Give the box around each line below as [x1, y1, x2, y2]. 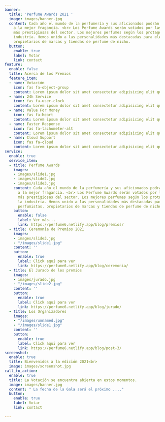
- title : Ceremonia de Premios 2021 [9, 227, 84, 232]
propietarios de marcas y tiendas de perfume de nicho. [13, 39, 131, 44]
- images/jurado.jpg [13, 277, 56, 282]
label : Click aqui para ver [17, 341, 76, 346]
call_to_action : [4, 368, 38, 373]
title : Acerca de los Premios [9, 71, 71, 76]
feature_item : [9, 76, 38, 81]
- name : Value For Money [9, 108, 60, 113]
